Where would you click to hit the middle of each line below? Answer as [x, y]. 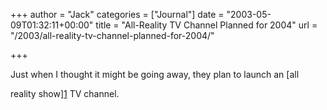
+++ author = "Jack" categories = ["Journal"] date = [117, 14]
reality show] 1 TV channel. [65, 93]
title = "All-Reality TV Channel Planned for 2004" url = [206, 25]
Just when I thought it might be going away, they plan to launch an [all [155, 74]
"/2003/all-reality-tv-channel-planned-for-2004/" [112, 35]
